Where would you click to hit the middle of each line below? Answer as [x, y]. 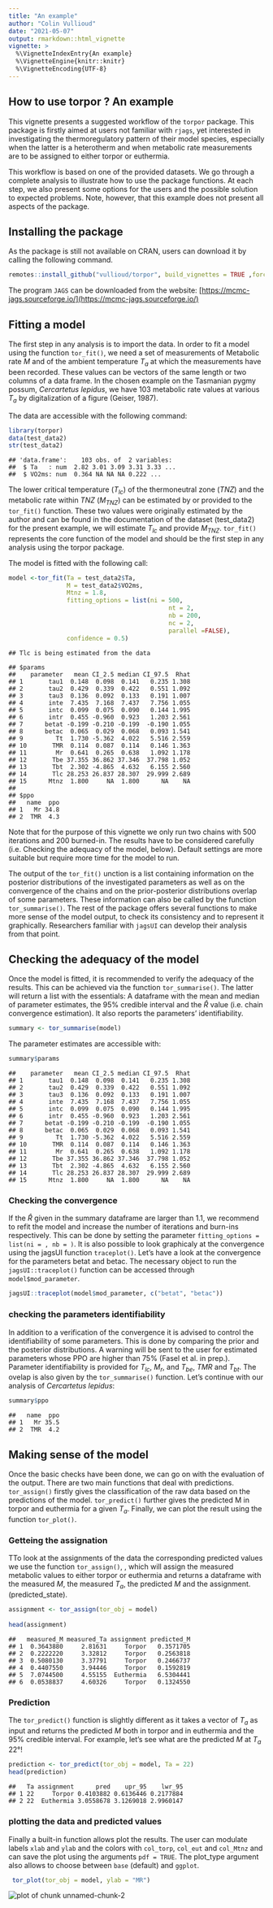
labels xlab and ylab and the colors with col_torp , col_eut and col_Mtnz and [136, 1848]
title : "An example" [43, 16]
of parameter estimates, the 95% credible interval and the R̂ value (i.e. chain [136, 1005]
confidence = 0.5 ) [97, 638]
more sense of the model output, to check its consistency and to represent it [136, 916]
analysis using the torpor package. [66, 547]
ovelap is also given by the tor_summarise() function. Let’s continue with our [136, 1377]
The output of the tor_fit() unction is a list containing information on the [131, 873]
